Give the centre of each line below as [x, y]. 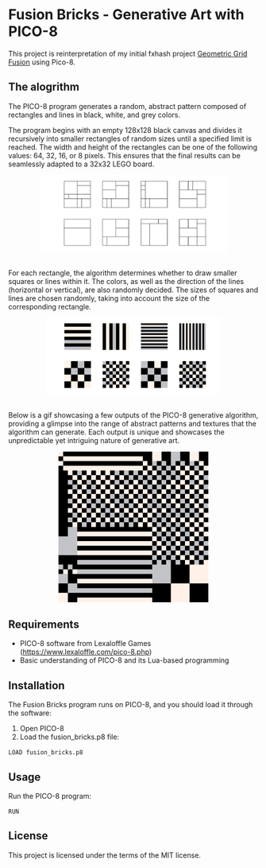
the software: [30, 713]
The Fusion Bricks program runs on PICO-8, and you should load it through [131, 705]
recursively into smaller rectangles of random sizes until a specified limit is [130, 138]
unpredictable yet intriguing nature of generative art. [94, 441]
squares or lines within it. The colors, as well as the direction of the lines [126, 281]
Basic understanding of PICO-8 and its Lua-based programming [124, 660]
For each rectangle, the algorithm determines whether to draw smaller [123, 273]
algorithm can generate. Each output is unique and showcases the [116, 432]
